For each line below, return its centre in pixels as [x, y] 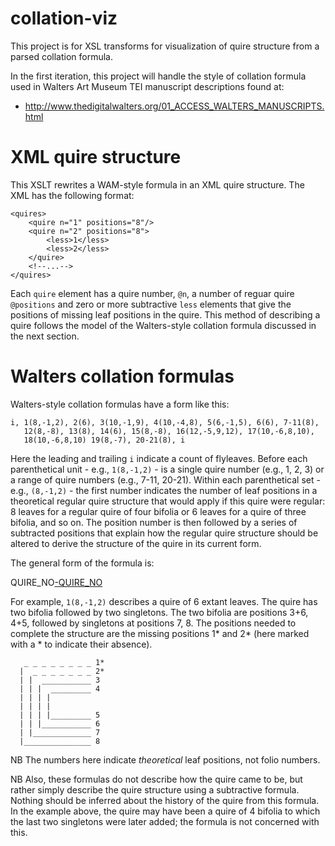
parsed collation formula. [61, 56]
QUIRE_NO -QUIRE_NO [56, 582]
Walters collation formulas [122, 376]
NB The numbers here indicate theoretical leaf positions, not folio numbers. [165, 759]
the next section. [45, 336]
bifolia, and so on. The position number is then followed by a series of [154, 522]
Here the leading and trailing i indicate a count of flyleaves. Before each [159, 458]
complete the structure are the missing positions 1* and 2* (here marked [160, 633]
